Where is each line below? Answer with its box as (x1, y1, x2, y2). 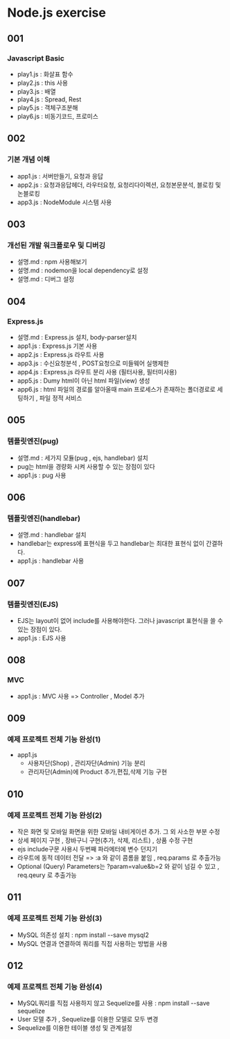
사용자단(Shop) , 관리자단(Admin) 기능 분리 (27, 759, 145, 767)
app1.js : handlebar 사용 (17, 557, 85, 565)
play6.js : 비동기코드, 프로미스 (17, 112, 99, 120)
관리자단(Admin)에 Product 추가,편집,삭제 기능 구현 (27, 767, 168, 776)
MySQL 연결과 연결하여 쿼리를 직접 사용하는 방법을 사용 (17, 939, 168, 947)
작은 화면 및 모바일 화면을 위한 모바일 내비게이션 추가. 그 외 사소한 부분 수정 (17, 828, 220, 836)
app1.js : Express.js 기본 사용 (17, 342, 98, 350)
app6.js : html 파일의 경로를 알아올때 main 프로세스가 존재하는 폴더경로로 (17, 385, 216, 393)
